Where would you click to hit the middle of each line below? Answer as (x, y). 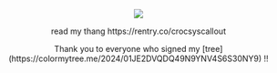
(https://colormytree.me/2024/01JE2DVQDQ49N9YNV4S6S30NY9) (135, 58)
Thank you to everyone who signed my (127, 49)
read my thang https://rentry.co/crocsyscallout (138, 31)
